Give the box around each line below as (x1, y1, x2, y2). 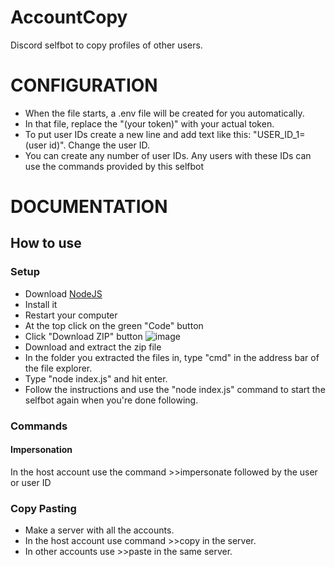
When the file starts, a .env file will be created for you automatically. (24, 107, 305, 119)
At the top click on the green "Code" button (24, 319, 204, 331)
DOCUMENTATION (10, 196, 168, 218)
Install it (24, 298, 58, 310)
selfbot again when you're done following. (24, 394, 199, 406)
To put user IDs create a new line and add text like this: (24, 128, 252, 140)
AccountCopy (10, 6, 128, 29)
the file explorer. (24, 362, 93, 374)
